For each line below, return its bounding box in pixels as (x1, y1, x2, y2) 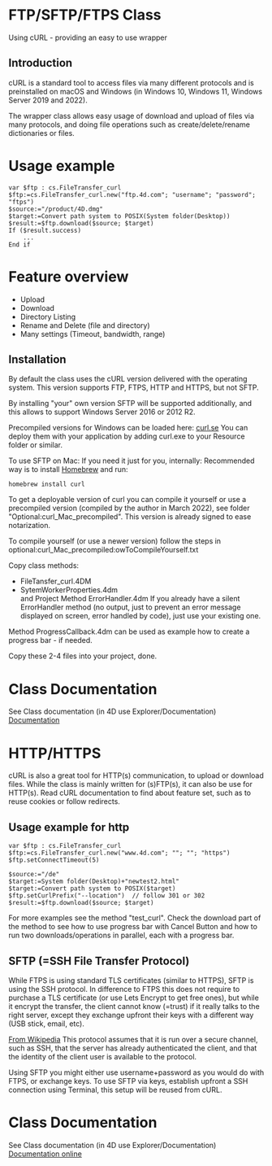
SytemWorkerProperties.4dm (19, 585, 119, 595)
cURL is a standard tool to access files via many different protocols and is (8, 77, 254, 87)
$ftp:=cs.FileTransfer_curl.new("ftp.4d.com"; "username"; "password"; (8, 190, 256, 199)
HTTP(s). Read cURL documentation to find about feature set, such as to (8, 788, 252, 798)
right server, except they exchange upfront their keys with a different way (8, 1010, 254, 1020)
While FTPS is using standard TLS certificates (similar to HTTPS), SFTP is (8, 975, 254, 985)
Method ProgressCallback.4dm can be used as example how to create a (8, 627, 250, 636)
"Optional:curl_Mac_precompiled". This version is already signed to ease (8, 512, 252, 522)
